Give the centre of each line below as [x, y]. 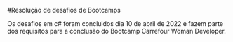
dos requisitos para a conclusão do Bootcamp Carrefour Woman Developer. [117, 31]
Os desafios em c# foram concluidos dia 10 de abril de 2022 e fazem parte [115, 23]
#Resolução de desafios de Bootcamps [64, 10]
